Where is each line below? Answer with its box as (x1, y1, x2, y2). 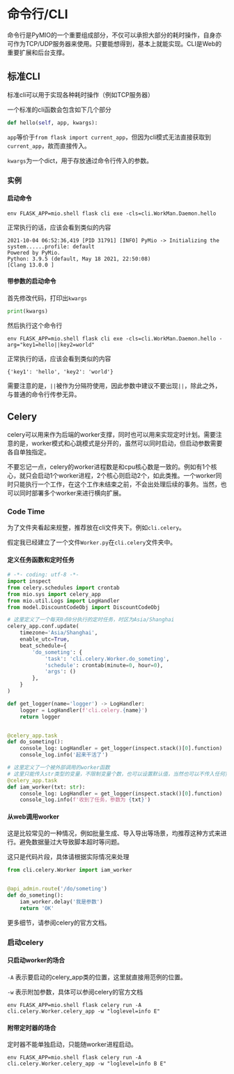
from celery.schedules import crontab (7, 584, 120, 591)
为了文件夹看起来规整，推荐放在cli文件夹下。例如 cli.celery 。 (7, 523, 186, 531)
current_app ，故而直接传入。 (7, 141, 91, 150)
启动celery (7, 937, 44, 947)
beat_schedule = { (19, 642, 68, 649)
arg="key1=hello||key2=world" (7, 341, 95, 348)
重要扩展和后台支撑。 (7, 48, 68, 57)
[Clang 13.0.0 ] (7, 261, 54, 269)
